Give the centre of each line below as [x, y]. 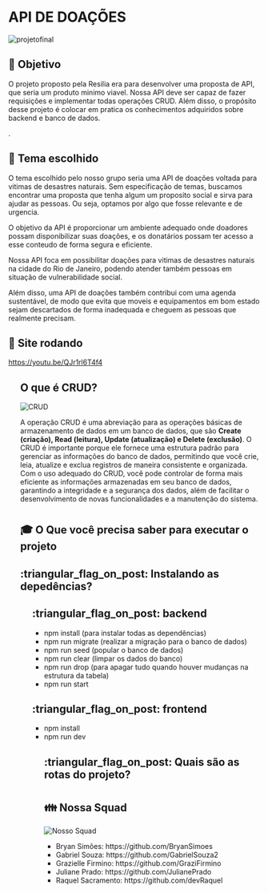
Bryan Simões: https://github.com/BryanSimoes [134, 847]
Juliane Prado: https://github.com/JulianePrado [134, 872]
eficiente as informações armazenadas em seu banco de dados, [126, 482]
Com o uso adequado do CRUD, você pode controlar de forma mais [131, 473]
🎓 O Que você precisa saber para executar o [134, 530]
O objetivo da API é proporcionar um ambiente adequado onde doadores [128, 227]
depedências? [56, 586]
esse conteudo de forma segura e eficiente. [80, 244]
